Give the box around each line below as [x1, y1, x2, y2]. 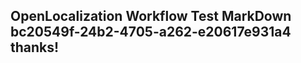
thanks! [10, 39, 60, 56]
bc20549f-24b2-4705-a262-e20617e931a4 [10, 24, 292, 41]
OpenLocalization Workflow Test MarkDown [10, 8, 292, 25]
